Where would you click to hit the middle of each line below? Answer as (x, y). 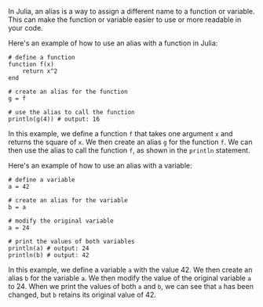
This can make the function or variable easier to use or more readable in (125, 20)
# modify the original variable (61, 221)
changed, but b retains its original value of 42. (82, 294)
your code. (26, 28)
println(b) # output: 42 (49, 255)
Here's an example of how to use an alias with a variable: (100, 165)
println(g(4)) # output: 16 (54, 119)
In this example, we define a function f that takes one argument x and (121, 134)
